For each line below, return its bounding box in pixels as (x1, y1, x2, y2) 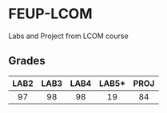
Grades (8, 54, 46, 68)
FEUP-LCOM (8, 5, 93, 23)
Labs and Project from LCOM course (8, 31, 129, 41)
